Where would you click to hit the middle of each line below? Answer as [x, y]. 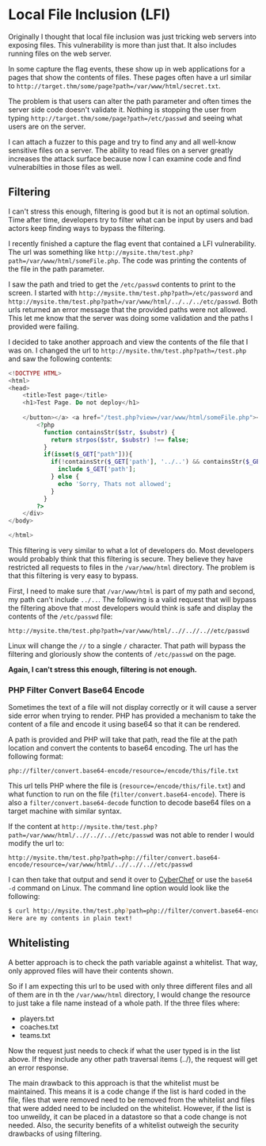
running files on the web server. [60, 53]
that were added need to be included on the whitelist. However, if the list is [130, 1108]
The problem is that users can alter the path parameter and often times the [130, 101]
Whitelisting [39, 943]
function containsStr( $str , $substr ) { [109, 432]
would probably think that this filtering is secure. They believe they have [125, 559]
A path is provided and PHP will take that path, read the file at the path [123, 739]
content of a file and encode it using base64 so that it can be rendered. [124, 724]
